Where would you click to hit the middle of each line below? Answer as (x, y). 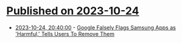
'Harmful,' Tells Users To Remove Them (65, 33)
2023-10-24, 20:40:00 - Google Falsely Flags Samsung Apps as (96, 27)
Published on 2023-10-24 (73, 11)
